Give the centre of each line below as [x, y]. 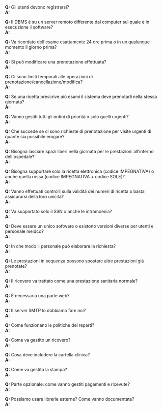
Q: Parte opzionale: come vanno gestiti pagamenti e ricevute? [67, 384]
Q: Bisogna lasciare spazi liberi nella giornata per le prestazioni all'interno [79, 151]
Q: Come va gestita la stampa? [36, 369]
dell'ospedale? [20, 157]
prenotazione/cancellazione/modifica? [44, 82]
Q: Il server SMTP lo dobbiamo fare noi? [45, 310]
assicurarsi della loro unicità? [34, 197]
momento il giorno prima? [31, 47]
